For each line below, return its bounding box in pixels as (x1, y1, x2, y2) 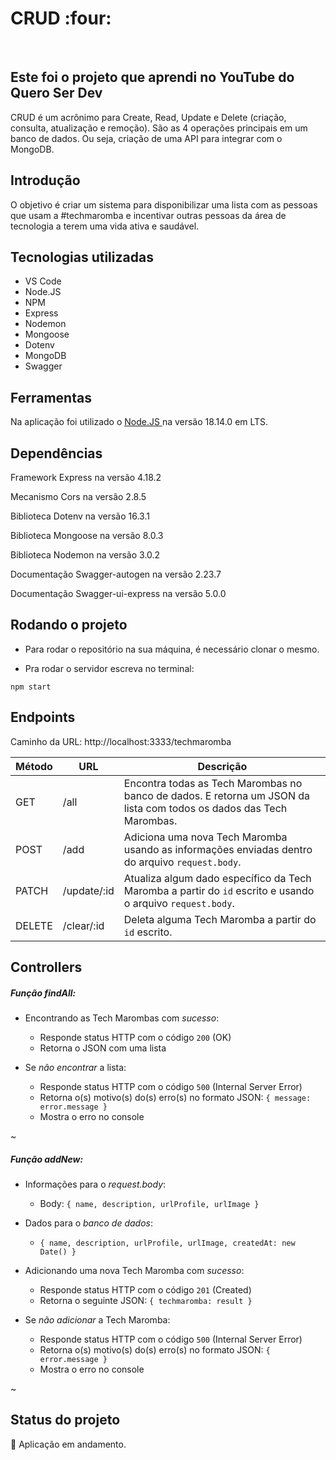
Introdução (10, 172, 81, 189)
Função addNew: (10, 1153, 84, 1165)
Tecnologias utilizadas (10, 248, 154, 266)
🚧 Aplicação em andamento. (10, 1438, 127, 1450)
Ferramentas (10, 389, 92, 406)
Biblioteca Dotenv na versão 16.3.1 (10, 510, 150, 522)
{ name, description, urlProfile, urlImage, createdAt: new (39, 1238, 296, 1248)
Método (15, 759, 53, 773)
